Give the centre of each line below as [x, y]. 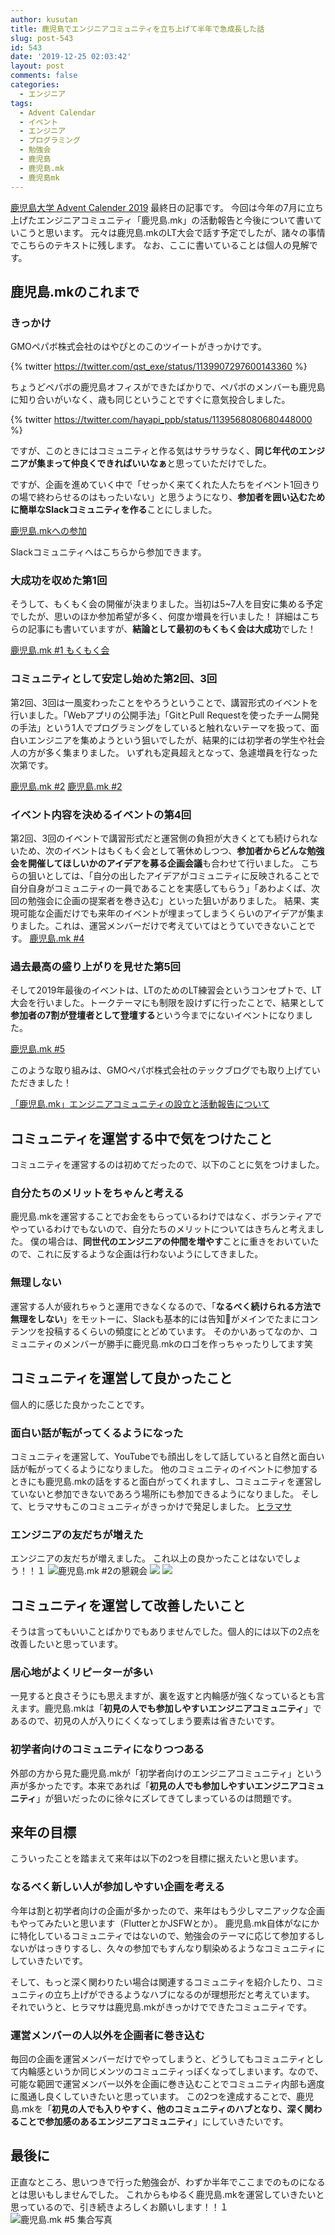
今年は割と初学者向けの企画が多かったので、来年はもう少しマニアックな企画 [168, 1910]
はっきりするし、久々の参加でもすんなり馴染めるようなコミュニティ [176, 1948]
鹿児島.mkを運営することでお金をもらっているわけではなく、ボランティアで [166, 1217]
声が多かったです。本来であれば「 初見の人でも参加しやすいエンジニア [154, 1785]
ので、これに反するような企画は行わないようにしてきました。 [137, 1254]
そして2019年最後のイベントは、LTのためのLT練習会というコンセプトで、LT [166, 990]
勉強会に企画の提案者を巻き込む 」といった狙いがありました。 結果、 [169, 901]
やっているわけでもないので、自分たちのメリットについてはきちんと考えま [163, 1229]
